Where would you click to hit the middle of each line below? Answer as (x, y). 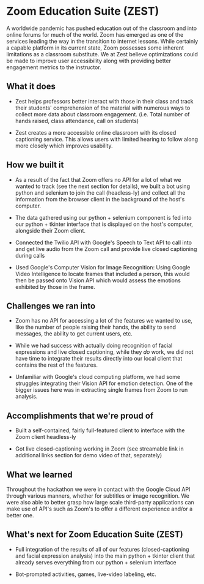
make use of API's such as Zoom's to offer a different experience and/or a (100, 509)
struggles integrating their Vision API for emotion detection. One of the (104, 383)
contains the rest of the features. (56, 365)
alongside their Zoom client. (50, 230)
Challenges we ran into (51, 306)
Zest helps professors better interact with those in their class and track (104, 101)
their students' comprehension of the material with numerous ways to (103, 108)
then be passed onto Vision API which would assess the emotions (98, 280)
